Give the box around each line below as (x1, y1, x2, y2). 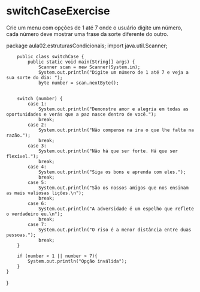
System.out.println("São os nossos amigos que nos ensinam (38, 185, 189, 191)
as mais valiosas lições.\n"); (6, 190, 84, 196)
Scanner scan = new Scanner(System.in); (38, 64, 141, 70)
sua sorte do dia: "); (6, 74, 63, 80)
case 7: (28, 221, 47, 227)
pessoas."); (6, 232, 36, 238)
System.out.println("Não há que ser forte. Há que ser (38, 148, 178, 154)
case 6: (28, 200, 47, 206)
